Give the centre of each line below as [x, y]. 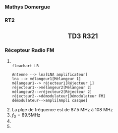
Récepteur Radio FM [29, 50]
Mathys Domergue [28, 7]
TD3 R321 [83, 36]
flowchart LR [25, 66]
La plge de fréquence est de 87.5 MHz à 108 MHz [62, 109]
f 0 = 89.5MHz [26, 115]
